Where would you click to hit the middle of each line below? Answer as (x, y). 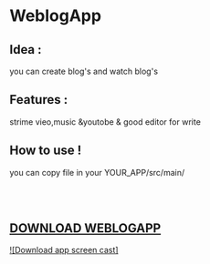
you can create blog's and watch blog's (84, 71)
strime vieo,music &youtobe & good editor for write (105, 122)
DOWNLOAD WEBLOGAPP (85, 228)
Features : (39, 100)
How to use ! (46, 151)
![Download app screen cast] (64, 250)
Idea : (26, 50)
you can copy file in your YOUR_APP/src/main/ (97, 172)
